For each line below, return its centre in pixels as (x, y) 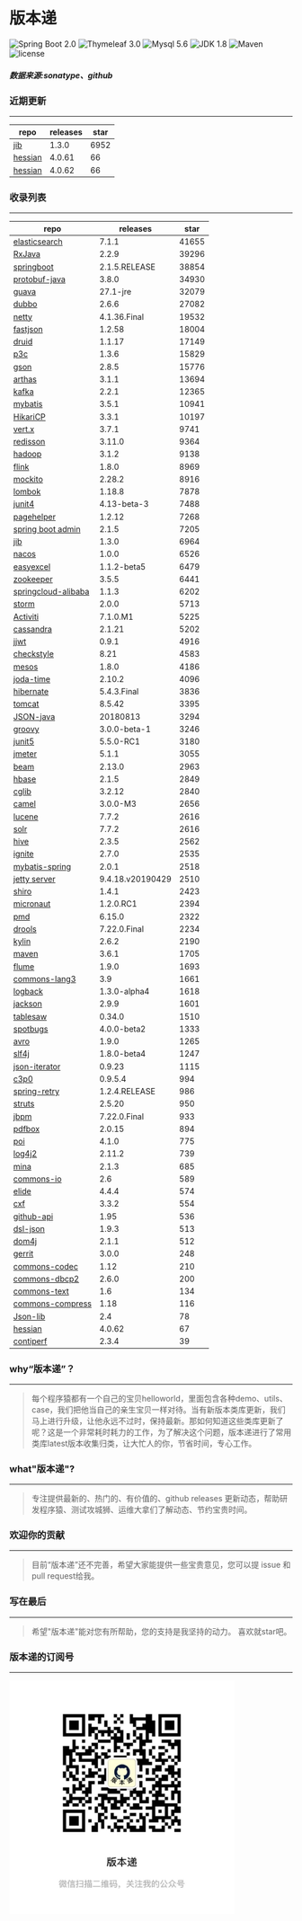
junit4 (23, 504)
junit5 (23, 741)
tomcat (26, 704)
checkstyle (33, 654)
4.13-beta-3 (124, 504)
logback (28, 991)
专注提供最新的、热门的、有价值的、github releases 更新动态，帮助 (155, 1499)
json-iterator (37, 1067)
